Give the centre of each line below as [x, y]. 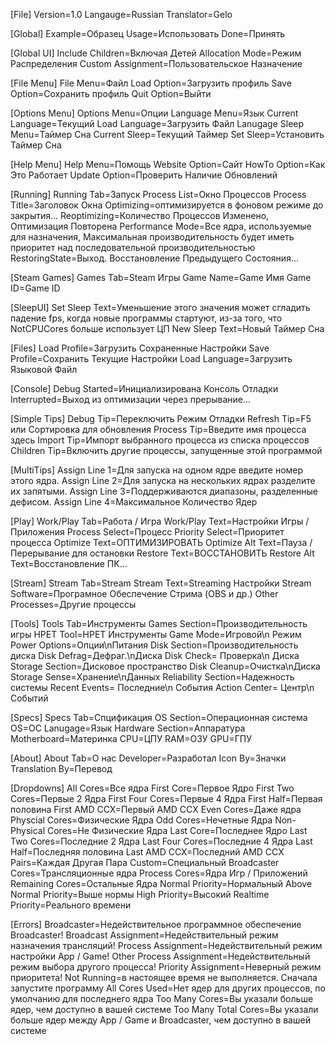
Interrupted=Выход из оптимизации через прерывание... [131, 399]
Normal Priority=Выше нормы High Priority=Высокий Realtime [140, 894]
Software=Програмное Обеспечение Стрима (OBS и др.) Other [144, 593]
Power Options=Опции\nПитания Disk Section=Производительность [154, 645]
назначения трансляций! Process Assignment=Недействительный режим [166, 945]
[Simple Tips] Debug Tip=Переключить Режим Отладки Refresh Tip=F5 [161, 418]
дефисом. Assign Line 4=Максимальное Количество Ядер [134, 502]
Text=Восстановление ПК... [69, 563]
